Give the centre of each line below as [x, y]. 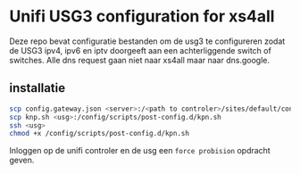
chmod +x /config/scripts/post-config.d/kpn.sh [100, 134]
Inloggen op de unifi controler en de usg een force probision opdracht [140, 151]
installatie [37, 88]
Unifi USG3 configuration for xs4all [142, 17]
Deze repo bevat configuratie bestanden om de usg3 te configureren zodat [147, 41]
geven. [22, 160]
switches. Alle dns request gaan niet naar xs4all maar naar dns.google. [140, 60]
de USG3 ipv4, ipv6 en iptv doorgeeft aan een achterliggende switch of [141, 50]
